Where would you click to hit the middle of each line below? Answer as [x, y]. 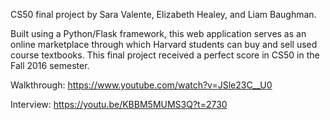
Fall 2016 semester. [50, 65]
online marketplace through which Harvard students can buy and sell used [164, 44]
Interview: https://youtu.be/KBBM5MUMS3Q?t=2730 [119, 104]
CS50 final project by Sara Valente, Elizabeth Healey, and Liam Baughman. [163, 14]
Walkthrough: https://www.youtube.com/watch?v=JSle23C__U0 [141, 85]
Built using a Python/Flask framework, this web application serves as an [158, 33]
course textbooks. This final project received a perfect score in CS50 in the [165, 55]
